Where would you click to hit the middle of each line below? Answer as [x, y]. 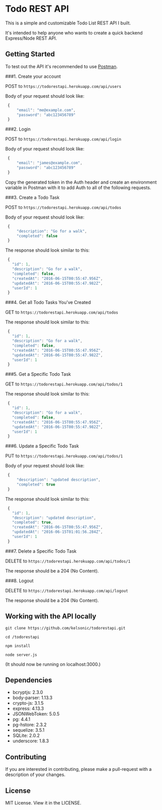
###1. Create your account [33, 76]
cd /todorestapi [22, 637]
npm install [18, 646]
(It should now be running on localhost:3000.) [53, 664]
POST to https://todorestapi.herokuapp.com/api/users [63, 86]
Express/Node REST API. [31, 38]
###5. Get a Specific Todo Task [38, 374]
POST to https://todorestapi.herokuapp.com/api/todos [63, 207]
